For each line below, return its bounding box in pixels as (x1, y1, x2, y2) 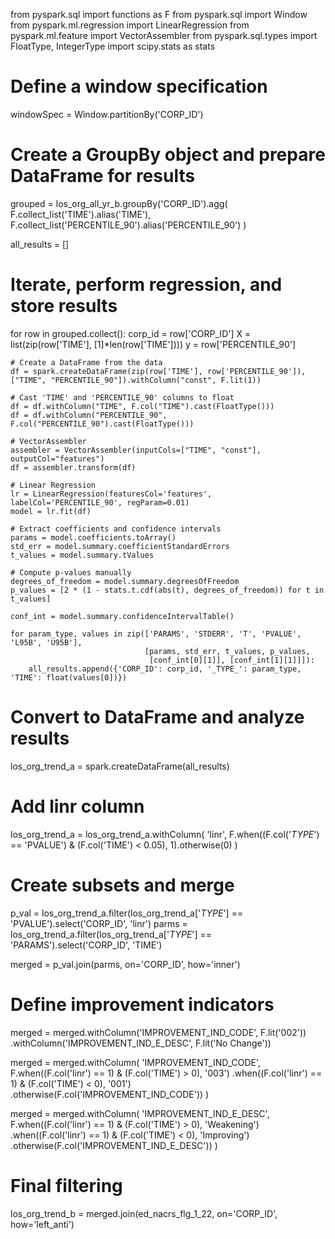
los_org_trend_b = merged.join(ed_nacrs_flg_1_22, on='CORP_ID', (10, 1207, 278, 1219)
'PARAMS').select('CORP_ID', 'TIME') (10, 939, 163, 951)
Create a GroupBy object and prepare (10, 144, 326, 166)
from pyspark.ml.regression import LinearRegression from (10, 19, 250, 31)
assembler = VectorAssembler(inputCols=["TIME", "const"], (10, 445, 262, 455)
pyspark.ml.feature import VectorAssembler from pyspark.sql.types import (10, 30, 318, 41)
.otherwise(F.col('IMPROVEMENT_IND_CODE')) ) (10, 1088, 210, 1100)
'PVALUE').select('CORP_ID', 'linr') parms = (10, 917, 188, 929)
